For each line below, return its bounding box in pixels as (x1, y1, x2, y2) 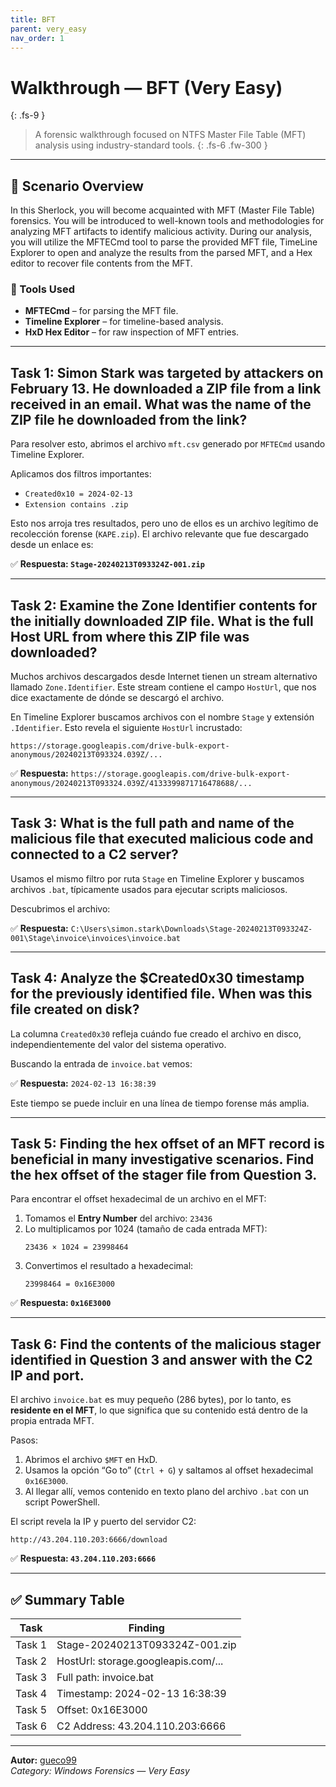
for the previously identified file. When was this (10, 986, 313, 1003)
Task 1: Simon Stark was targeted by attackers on (10, 364, 324, 381)
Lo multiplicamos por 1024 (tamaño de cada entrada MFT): (24, 1223, 268, 1235)
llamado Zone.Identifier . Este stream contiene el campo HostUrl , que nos (10, 681, 317, 693)
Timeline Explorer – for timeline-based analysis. (24, 316, 224, 328)
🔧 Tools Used (10, 282, 75, 296)
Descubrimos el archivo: (10, 902, 111, 915)
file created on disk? (10, 1001, 140, 1018)
